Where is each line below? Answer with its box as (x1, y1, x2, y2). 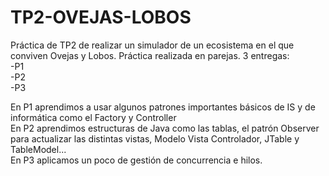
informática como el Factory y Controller (10, 111, 177, 123)
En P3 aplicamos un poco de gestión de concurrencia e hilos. (10, 154, 263, 166)
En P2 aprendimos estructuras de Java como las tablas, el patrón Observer (10, 122, 320, 134)
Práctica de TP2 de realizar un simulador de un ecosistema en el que (10, 39, 295, 51)
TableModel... (10, 143, 67, 155)
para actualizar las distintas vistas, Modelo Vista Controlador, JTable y (10, 132, 300, 145)
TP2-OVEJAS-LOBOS (10, 6, 192, 29)
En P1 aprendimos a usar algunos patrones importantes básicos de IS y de (10, 101, 316, 113)
